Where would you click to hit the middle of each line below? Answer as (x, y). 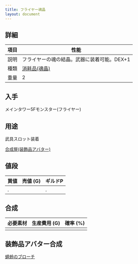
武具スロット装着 (22, 139)
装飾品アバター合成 (34, 244)
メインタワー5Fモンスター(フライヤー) (43, 109)
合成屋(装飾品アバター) (28, 149)
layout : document (23, 14)
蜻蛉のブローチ (20, 257)
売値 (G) (31, 181)
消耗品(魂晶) (36, 69)
